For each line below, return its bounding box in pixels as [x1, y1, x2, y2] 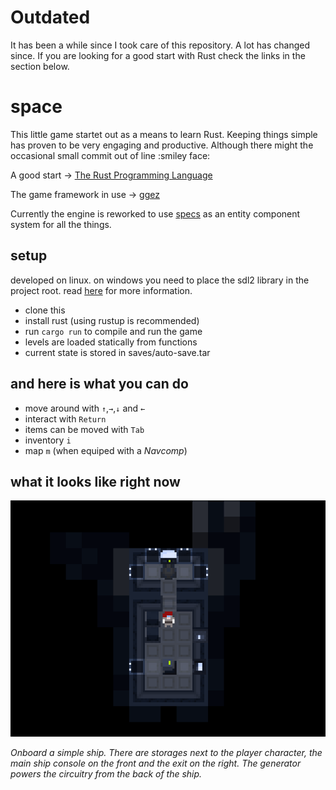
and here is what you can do [10, 376, 189, 393]
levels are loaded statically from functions [24, 336, 198, 348]
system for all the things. [10, 218, 112, 230]
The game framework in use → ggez [10, 188, 160, 200]
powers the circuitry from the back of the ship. [10, 768, 203, 780]
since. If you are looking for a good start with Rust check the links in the [10, 49, 306, 61]
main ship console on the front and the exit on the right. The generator [10, 757, 302, 770]
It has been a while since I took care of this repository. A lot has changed [10, 39, 310, 51]
